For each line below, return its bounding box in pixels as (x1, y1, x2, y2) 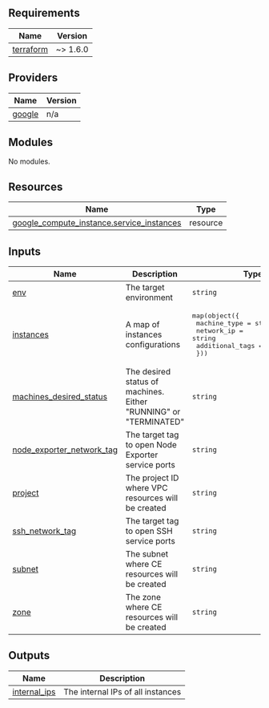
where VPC (125, 483, 168, 494)
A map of (125, 319, 160, 330)
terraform (12, 43, 49, 55)
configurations (125, 339, 181, 350)
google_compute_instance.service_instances (12, 217, 182, 229)
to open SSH (125, 525, 174, 536)
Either (125, 396, 148, 407)
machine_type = (195, 319, 251, 328)
